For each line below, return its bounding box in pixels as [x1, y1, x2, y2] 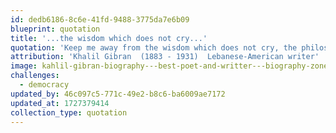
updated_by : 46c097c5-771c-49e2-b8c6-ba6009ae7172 [10, 89, 226, 99]
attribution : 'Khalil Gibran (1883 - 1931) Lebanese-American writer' [10, 52, 320, 62]
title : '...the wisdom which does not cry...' [10, 33, 208, 43]
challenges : [10, 71, 60, 81]
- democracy [19, 80, 70, 90]
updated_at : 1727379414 [10, 98, 110, 108]
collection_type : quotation [10, 107, 128, 118]
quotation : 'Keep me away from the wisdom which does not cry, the [10, 42, 298, 53]
